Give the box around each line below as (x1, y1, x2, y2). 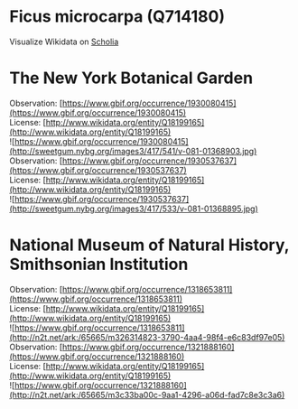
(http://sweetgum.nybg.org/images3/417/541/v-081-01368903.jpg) (9, 145, 257, 156)
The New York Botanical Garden (9, 68, 254, 88)
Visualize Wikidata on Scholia (9, 36, 119, 47)
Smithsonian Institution (9, 255, 189, 274)
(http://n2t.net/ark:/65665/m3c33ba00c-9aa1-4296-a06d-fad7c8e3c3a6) (9, 389, 285, 400)
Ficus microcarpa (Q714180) (9, 6, 226, 27)
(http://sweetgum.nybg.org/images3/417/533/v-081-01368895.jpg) (9, 203, 259, 214)
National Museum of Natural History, (9, 235, 290, 256)
